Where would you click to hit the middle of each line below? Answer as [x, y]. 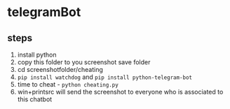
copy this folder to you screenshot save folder [84, 62]
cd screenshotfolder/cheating [60, 70]
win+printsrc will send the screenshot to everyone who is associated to [120, 92]
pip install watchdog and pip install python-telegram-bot [105, 77]
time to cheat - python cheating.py [68, 84]
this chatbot [35, 99]
